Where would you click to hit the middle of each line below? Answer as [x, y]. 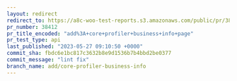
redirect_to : [26, 20]
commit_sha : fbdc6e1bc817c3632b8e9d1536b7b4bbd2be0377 [89, 54]
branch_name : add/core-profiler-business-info [76, 66]
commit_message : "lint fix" [48, 60]
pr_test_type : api [34, 40]
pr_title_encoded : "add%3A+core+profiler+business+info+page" [100, 33]
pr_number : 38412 [32, 27]
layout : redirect [32, 14]
